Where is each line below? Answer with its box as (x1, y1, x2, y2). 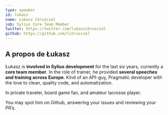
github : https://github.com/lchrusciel (5, 31, 90, 36)
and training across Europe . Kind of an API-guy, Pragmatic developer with (5, 74, 162, 80)
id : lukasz (5, 12, 29, 17)
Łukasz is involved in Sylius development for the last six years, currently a (5, 63, 163, 69)
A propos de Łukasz (5, 50, 70, 59)
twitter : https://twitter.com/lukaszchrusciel (5, 26, 106, 32)
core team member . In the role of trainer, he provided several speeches (5, 69, 157, 75)
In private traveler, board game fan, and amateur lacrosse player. (5, 90, 141, 96)
